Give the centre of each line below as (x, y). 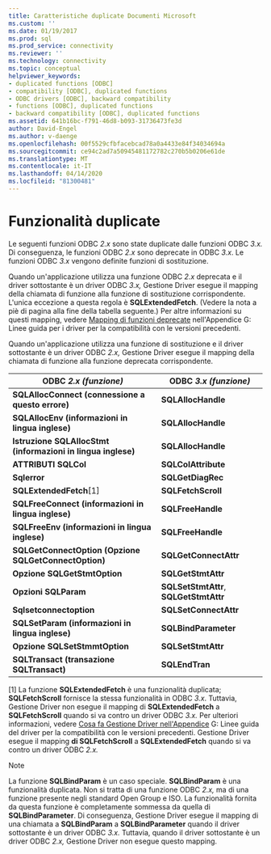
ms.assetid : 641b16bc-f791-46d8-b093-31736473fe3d (95, 121)
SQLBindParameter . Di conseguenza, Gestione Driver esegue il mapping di (133, 815)
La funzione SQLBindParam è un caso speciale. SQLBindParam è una (125, 780)
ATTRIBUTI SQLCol (50, 464)
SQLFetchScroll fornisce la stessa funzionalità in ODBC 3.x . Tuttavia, (123, 698)
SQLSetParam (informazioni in (72, 623)
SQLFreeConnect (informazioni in (78, 504)
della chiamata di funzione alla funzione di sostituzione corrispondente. (127, 294)
